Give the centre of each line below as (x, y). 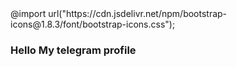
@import (28, 13)
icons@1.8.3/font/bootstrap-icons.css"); (93, 24)
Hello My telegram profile (73, 50)
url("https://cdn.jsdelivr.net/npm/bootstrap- (138, 13)
